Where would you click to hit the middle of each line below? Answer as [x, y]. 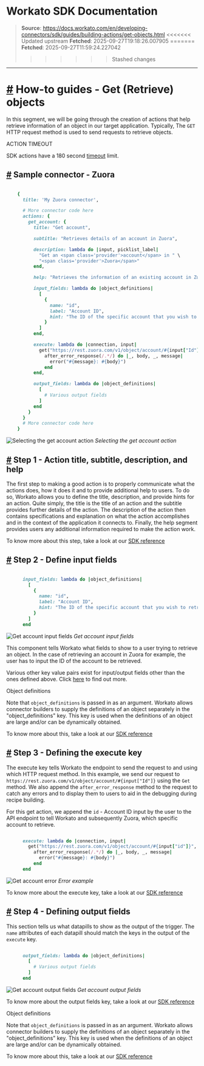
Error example [76, 881]
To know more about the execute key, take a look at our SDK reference [95, 892]
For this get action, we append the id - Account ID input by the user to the [99, 811]
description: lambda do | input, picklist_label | [96, 249]
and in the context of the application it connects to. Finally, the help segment [102, 523]
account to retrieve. [31, 824]
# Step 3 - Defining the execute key [74, 753]
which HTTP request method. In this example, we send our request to [93, 774]
